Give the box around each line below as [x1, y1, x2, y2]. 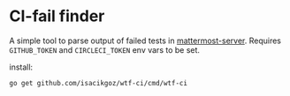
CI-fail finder [9, 6, 105, 26]
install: [9, 62, 34, 72]
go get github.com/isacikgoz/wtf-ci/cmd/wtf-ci [9, 78, 188, 87]
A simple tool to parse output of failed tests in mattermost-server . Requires [9, 35, 281, 46]
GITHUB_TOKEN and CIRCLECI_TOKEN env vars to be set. [9, 44, 201, 55]
